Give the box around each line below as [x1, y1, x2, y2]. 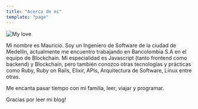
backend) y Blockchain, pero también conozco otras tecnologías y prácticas [6, 60, 191, 68]
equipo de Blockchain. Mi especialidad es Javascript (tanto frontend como [6, 54, 187, 61]
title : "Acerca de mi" [6, 8, 62, 15]
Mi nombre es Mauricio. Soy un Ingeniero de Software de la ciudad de [6, 42, 177, 49]
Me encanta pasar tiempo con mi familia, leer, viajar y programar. [6, 84, 164, 91]
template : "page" [6, 14, 49, 20]
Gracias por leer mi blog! [6, 95, 66, 103]
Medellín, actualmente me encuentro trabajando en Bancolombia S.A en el [6, 48, 187, 55]
